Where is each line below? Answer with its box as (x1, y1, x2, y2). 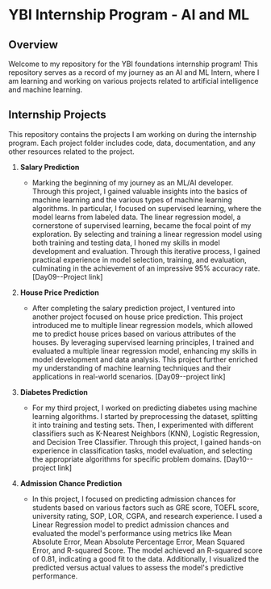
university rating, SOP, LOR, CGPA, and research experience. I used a (31, 511, 263, 521)
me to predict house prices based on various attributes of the (31, 329, 236, 338)
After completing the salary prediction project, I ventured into (31, 303, 236, 313)
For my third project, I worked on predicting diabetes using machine (31, 403, 258, 413)
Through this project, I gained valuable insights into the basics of (31, 186, 248, 196)
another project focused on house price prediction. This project (31, 312, 244, 321)
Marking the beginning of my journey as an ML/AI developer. (31, 177, 234, 187)
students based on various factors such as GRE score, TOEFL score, (31, 502, 260, 512)
